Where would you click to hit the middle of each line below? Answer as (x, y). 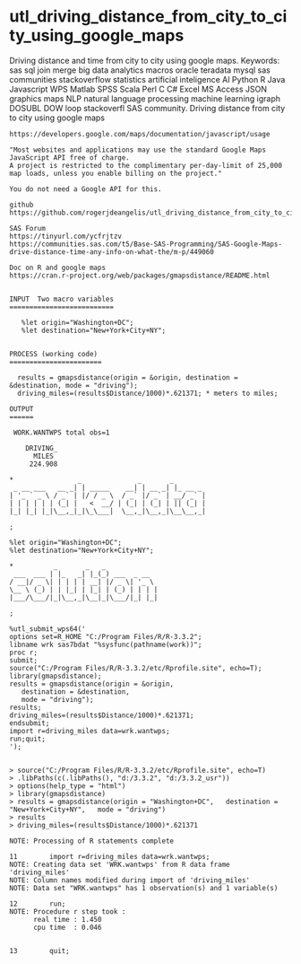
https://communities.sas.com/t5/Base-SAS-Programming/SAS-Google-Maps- (146, 244)
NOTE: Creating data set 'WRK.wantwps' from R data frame (120, 864)
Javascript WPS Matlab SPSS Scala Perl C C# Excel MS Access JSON (138, 89)
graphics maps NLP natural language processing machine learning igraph (145, 98)
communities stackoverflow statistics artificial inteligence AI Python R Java (147, 79)
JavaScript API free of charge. (69, 158)
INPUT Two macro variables (62, 299)
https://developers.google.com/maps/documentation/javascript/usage (140, 134)
